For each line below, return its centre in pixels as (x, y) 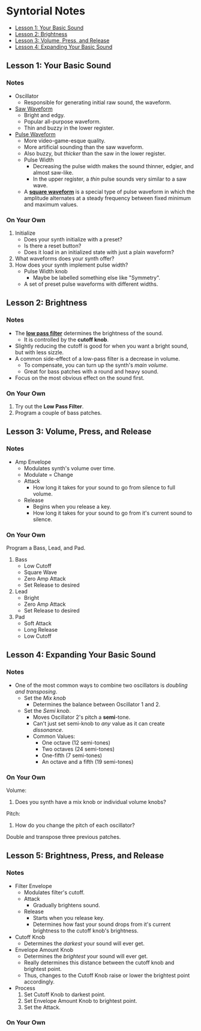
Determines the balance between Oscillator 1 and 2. (97, 704)
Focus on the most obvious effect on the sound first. (80, 378)
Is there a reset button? (52, 246)
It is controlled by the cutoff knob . (66, 339)
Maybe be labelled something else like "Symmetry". (97, 277)
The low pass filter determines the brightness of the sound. (89, 333)
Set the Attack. (42, 1007)
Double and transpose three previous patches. (64, 836)
